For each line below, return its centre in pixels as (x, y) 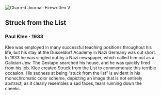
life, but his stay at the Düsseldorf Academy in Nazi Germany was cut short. (81, 52)
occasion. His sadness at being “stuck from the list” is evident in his (73, 73)
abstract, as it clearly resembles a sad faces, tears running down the (73, 83)
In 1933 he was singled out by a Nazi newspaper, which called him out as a (80, 57)
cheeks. (13, 88)
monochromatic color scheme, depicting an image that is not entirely (74, 78)
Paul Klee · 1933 (24, 37)
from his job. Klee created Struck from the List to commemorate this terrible (81, 68)
